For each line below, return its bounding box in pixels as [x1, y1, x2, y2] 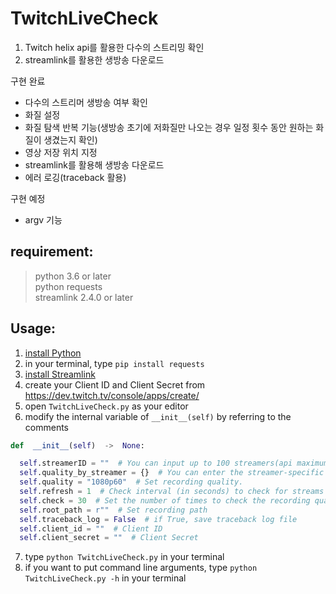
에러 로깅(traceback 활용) [24, 171, 127, 183]
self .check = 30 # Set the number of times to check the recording [19, 495, 311, 506]
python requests [34, 280, 103, 292]
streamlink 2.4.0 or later [34, 291, 134, 303]
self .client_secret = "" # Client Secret [19, 533, 199, 543]
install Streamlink [24, 368, 96, 380]
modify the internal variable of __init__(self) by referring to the [24, 410, 292, 422]
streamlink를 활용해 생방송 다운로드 [24, 158, 165, 171]
